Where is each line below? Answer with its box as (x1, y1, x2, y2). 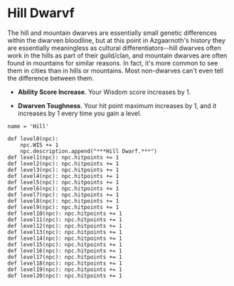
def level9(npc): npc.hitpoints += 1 (7, 203, 119, 211)
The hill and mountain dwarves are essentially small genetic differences (7, 28, 217, 37)
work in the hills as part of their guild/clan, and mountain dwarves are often (7, 51, 228, 60)
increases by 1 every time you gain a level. (17, 109, 142, 117)
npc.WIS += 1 (20, 141, 59, 149)
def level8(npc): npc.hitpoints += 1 (7, 197, 119, 204)
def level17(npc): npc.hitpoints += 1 (7, 253, 122, 260)
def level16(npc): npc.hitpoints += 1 (7, 247, 122, 254)
